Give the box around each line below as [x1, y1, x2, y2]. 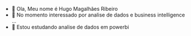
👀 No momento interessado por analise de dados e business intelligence [11, 11, 185, 18]
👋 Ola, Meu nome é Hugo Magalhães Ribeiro [11, 6, 118, 12]
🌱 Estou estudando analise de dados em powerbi [11, 23, 129, 30]
